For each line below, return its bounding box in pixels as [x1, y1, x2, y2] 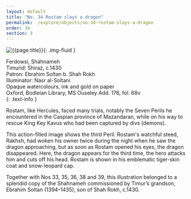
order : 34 [6, 25, 31, 31]
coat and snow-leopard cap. [6, 162, 75, 170]
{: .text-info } [6, 95, 37, 103]
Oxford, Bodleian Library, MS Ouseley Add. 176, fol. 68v [6, 89, 141, 97]
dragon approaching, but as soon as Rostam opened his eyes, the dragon [6, 144, 184, 151]
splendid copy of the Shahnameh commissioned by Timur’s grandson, [6, 180, 176, 187]
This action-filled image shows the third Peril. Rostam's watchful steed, [6, 131, 179, 138]
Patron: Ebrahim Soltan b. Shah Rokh [6, 71, 95, 78]
